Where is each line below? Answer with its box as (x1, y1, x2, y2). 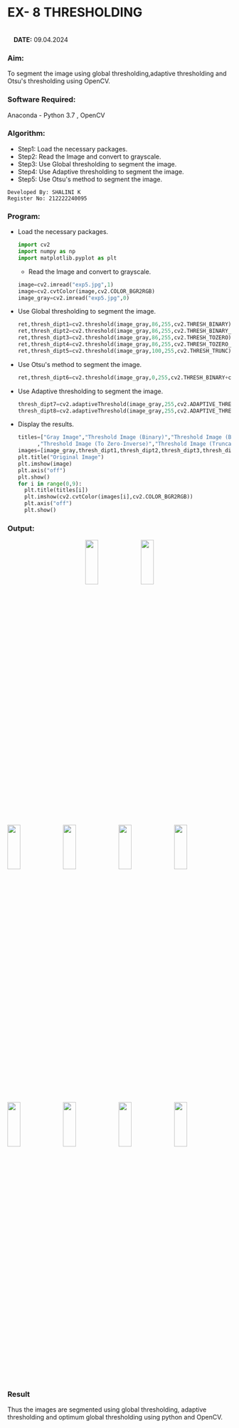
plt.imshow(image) (17, 460, 73, 467)
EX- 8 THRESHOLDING (7, 4, 143, 21)
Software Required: (7, 95, 76, 105)
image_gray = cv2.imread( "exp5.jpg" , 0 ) (17, 294, 130, 302)
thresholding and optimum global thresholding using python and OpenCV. (7, 1413, 223, 1422)
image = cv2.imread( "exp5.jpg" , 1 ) (17, 281, 114, 288)
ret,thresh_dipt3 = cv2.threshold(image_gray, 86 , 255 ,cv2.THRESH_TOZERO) (17, 334, 232, 341)
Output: (7, 523, 35, 533)
